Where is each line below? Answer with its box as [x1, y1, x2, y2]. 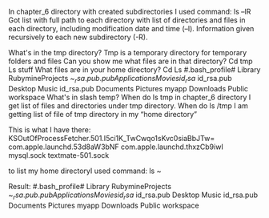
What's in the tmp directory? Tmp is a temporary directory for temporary [8, 48, 247, 57]
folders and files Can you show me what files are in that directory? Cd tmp [8, 56, 254, 66]
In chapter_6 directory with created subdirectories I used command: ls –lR [8, 7, 251, 16]
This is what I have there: [8, 124, 91, 135]
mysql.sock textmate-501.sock [8, 150, 110, 159]
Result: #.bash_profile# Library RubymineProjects [8, 181, 172, 191]
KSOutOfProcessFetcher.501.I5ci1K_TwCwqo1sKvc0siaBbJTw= [8, 133, 215, 143]
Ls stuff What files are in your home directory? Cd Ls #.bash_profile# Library [8, 65, 261, 75]
